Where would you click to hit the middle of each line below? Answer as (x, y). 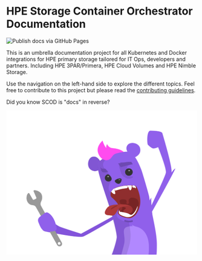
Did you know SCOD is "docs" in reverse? (58, 102)
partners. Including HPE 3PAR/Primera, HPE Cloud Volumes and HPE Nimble (101, 66)
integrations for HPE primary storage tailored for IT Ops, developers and (96, 59)
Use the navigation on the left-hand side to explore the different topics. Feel (100, 84)
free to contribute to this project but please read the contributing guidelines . (101, 90)
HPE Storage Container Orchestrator (99, 11)
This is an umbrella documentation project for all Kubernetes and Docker (97, 52)
